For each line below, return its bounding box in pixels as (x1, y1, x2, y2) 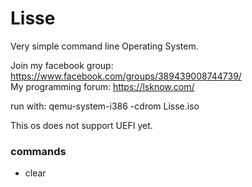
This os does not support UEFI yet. (10, 119, 153, 131)
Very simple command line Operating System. (10, 40, 199, 52)
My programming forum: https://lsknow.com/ (10, 80, 195, 92)
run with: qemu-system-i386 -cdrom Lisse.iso (10, 100, 200, 112)
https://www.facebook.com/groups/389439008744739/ (10, 70, 242, 82)
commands (10, 144, 67, 158)
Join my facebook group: (10, 59, 114, 71)
